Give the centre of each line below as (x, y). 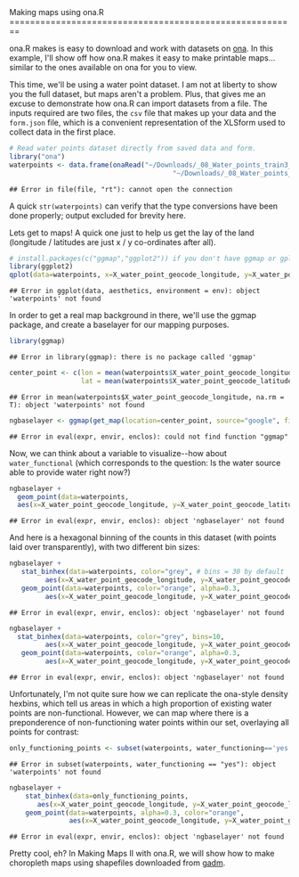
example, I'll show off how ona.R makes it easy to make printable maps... (142, 58)
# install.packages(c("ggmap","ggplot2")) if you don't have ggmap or (143, 258)
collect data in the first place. (63, 132)
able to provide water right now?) (70, 472)
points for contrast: (44, 732)
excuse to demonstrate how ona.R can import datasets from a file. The (138, 103)
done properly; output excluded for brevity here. (98, 215)
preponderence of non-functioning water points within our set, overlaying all (149, 722)
